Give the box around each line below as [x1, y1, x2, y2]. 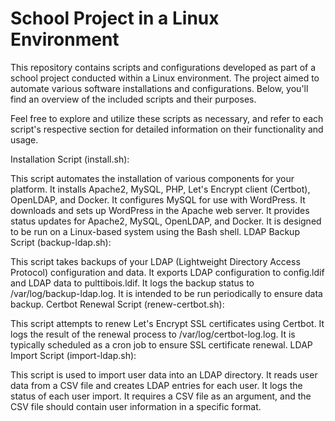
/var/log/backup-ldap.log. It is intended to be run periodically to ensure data [10, 287, 323, 299]
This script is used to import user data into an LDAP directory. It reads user [10, 368, 318, 381]
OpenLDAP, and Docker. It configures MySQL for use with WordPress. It [10, 193, 306, 206]
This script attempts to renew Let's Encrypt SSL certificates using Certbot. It [10, 317, 325, 329]
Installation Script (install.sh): [10, 153, 130, 165]
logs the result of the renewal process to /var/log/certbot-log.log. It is [10, 328, 296, 340]
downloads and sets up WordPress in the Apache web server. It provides [10, 204, 310, 216]
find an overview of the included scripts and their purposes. [10, 93, 257, 105]
